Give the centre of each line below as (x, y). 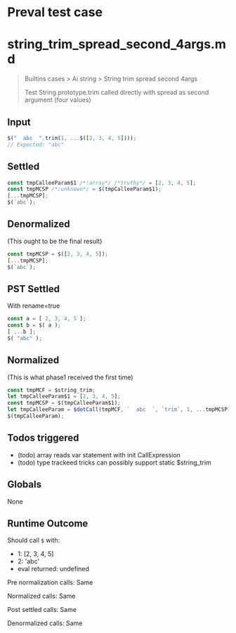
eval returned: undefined (53, 569)
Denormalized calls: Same (45, 623)
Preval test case (55, 12)
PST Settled (34, 289)
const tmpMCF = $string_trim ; (52, 390)
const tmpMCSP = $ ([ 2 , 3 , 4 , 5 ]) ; (58, 254)
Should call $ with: (34, 540)
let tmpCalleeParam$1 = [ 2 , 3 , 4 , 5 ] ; (64, 397)
